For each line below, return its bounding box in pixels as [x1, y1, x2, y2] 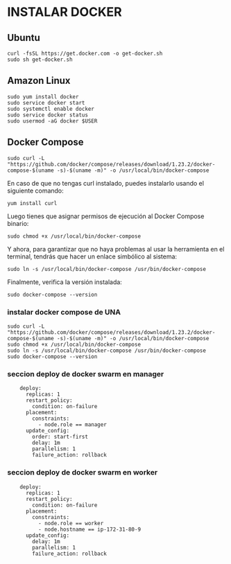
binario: [7, 219, 29, 227]
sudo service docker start [7, 99, 85, 106]
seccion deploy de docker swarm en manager [7, 369, 164, 378]
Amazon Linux [7, 75, 71, 87]
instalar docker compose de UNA [7, 307, 121, 317]
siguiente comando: [7, 186, 64, 195]
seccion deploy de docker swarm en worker [7, 468, 158, 477]
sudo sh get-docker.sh [7, 56, 73, 63]
